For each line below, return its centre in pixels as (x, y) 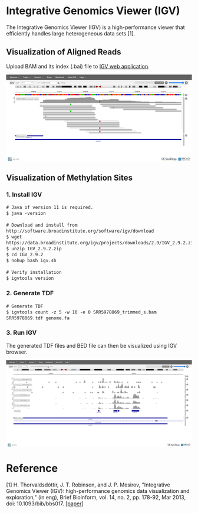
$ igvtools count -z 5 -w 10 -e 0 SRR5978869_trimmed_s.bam (82, 312)
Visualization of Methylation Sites (70, 177)
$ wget (14, 237)
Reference (32, 468)
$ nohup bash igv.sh (32, 261)
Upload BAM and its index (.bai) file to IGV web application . (78, 66)
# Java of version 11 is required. (50, 208)
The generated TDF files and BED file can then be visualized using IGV (92, 345)
